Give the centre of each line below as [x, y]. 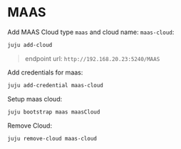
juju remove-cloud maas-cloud [52, 138]
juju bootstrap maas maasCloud [54, 112]
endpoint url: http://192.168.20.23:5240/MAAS [92, 58]
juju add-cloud [30, 45]
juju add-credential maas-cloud [55, 85]
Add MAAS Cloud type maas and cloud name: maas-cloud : [91, 32]
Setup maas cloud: [35, 99]
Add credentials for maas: [45, 72]
